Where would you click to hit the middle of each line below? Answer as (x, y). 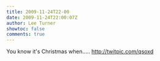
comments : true (26, 34)
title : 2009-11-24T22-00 (38, 12)
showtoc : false (26, 29)
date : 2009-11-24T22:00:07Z (42, 18)
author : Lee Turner (31, 23)
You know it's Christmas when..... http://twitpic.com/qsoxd (80, 51)
